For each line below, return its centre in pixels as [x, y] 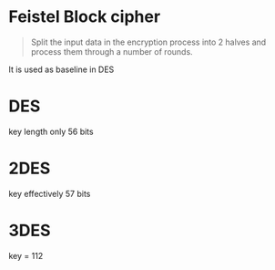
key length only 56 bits [51, 131]
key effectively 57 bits [50, 193]
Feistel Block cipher [85, 17]
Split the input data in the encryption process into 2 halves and [148, 42]
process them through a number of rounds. [112, 51]
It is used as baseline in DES [61, 69]
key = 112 [26, 255]
